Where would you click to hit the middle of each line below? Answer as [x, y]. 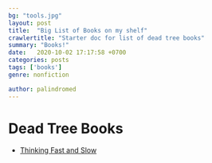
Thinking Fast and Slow [58, 150]
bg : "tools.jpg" [35, 16]
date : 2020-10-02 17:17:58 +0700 [67, 52]
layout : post [30, 23]
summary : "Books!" [39, 45]
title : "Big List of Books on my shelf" [78, 30]
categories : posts [39, 60]
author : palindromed [43, 89]
